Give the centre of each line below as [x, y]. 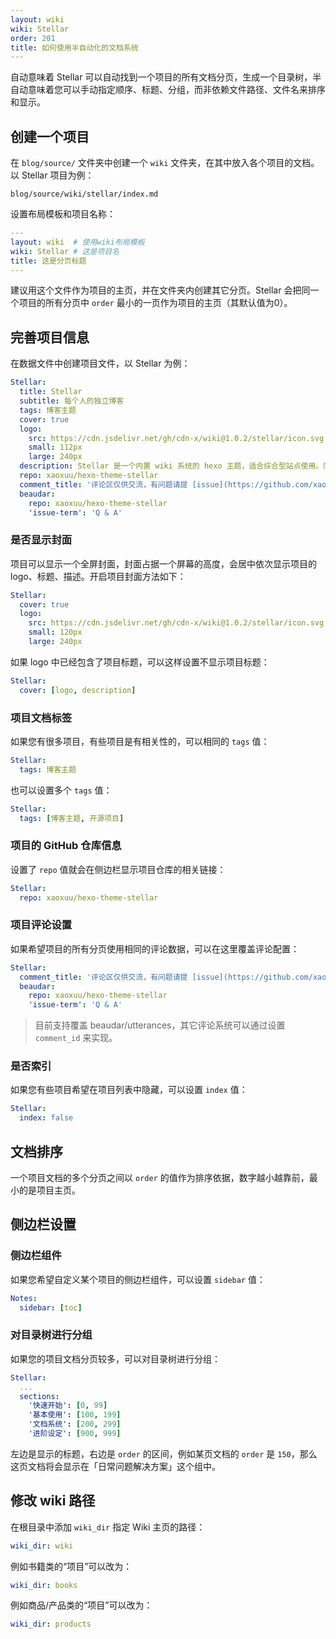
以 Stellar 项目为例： [52, 175]
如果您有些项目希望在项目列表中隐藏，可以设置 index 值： [129, 1090]
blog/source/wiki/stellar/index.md [84, 194]
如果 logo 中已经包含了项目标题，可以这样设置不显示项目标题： [140, 662]
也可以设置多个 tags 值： [61, 790]
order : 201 [33, 38]
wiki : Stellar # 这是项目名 [65, 251]
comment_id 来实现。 [76, 1038]
